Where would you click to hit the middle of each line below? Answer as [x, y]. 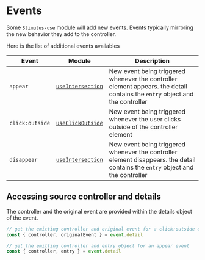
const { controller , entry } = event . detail [64, 251]
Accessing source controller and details [84, 197]
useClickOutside [80, 123]
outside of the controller [143, 127]
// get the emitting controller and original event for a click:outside [101, 229]
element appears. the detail [148, 86]
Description [152, 60]
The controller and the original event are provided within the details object [99, 211]
